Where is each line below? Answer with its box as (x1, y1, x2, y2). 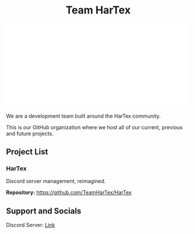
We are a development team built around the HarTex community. (6, 112, 161, 119)
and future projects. (6, 130, 54, 137)
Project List (6, 147, 48, 157)
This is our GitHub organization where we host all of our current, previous (6, 123, 183, 130)
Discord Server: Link (6, 222, 55, 229)
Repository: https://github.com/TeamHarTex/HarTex (6, 189, 132, 196)
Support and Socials (6, 206, 82, 216)
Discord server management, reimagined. (6, 178, 106, 185)
